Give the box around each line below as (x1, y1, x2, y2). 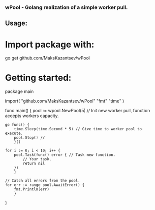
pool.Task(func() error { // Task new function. (14, 152, 116, 157)
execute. (5, 131, 23, 136)
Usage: (5, 19, 28, 28)
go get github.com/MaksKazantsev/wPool (5, 55, 90, 61)
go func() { (5, 122, 30, 127)
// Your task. (23, 157, 52, 162)
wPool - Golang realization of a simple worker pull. (5, 4, 128, 11)
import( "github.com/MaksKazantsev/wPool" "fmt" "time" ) (5, 98, 124, 104)
